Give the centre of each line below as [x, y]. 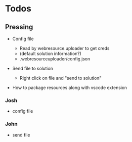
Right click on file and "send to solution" [61, 78]
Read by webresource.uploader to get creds [65, 48]
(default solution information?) [50, 53]
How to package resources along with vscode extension [69, 88]
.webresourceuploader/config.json [55, 59]
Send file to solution [33, 68]
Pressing [19, 27]
